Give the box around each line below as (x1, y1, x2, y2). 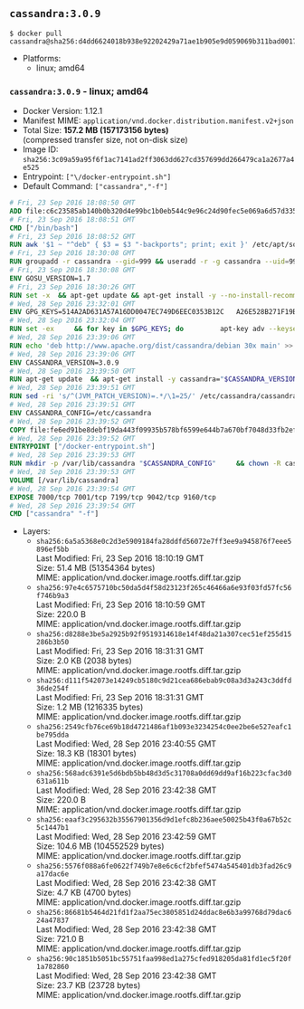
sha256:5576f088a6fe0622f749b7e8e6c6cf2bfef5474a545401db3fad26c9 (35, 861, 292, 871)
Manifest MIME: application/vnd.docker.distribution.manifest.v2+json (22, 115, 294, 126)
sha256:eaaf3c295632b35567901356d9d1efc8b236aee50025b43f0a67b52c (35, 815, 292, 824)
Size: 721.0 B (35, 934, 84, 945)
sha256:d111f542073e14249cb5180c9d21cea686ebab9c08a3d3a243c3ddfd (35, 676, 292, 686)
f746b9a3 (35, 592, 70, 601)
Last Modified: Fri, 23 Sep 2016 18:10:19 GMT (35, 553, 205, 564)
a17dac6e (35, 870, 70, 879)
